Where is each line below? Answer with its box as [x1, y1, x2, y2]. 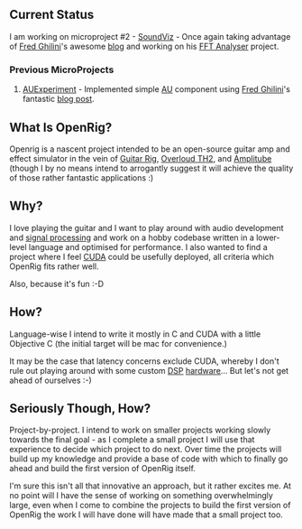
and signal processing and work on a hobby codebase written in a [9, 232, 255, 243]
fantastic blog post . [22, 94, 95, 105]
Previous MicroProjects [9, 63, 114, 76]
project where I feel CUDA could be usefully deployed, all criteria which [9, 251, 275, 262]
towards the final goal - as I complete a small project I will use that [9, 434, 255, 445]
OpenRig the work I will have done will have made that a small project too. [9, 509, 284, 520]
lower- [255, 232, 281, 243]
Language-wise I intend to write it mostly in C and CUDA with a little [9, 329, 261, 339]
